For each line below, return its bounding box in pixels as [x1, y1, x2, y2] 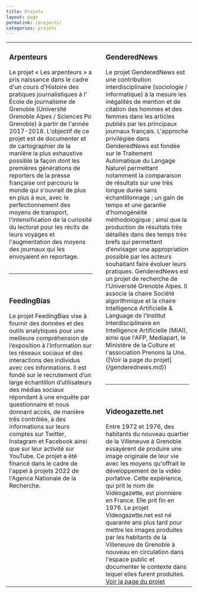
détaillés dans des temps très [105, 231, 187, 239]
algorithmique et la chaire [105, 297, 176, 305]
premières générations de [9, 164, 81, 172]
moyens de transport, [9, 208, 69, 217]
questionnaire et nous [9, 401, 70, 409]
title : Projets [6, 8, 44, 15]
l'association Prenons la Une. [105, 349, 186, 357]
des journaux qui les [9, 245, 65, 254]
